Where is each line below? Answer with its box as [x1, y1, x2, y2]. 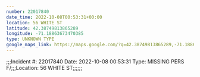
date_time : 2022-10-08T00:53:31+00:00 [6, 14, 102, 20]
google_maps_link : [6, 42, 52, 48]
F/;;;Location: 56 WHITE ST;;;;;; [6, 64, 82, 71]
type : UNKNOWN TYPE [6, 36, 55, 42]
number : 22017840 [6, 8, 49, 15]
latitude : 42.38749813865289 [6, 25, 79, 31]
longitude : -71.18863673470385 [6, 31, 84, 37]
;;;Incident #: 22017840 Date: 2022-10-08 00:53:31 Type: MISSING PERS [6, 57, 185, 65]
